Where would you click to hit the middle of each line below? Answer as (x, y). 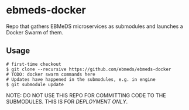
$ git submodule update (35, 84)
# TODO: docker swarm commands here (51, 74)
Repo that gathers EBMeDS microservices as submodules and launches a (94, 26)
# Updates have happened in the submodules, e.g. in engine (81, 79)
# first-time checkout (34, 64)
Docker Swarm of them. (35, 32)
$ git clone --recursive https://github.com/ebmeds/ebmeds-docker (89, 69)
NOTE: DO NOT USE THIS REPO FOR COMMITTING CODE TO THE (86, 95)
